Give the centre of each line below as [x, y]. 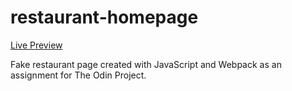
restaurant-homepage [104, 17]
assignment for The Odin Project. [78, 75]
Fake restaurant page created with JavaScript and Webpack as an [146, 64]
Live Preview [36, 45]
